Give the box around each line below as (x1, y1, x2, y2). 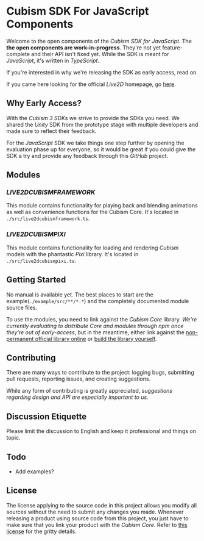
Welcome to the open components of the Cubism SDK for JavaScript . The (6, 37, 192, 45)
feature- (162, 44, 183, 51)
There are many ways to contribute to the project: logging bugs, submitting (6, 369, 195, 376)
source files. (6, 304, 38, 311)
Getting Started (6, 274, 66, 285)
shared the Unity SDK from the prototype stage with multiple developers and (6, 121, 199, 128)
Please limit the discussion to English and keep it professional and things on (6, 428, 197, 435)
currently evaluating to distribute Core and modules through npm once (6, 322, 184, 329)
